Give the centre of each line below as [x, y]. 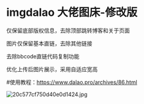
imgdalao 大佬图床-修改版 [72, 12]
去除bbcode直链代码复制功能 [43, 56]
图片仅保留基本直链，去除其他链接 [49, 43]
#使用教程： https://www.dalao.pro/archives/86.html [72, 82]
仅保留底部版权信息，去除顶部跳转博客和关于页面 [68, 30]
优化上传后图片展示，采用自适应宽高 [52, 69]
